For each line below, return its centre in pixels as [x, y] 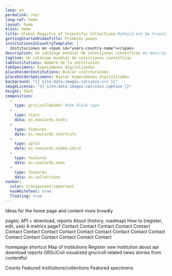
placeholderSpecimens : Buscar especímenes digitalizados [67, 77]
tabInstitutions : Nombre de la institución [52, 63]
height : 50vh [19, 91]
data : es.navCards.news [40, 163]
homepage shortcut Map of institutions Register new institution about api [82, 247]
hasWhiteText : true [31, 191]
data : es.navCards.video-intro [48, 149]
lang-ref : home [21, 19]
